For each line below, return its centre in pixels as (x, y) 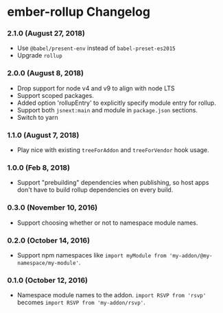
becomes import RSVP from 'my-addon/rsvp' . (81, 303)
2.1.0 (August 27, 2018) (46, 34)
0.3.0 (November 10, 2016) (52, 208)
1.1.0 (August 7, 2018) (43, 135)
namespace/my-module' (48, 263)
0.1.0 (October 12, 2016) (47, 280)
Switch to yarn (37, 117)
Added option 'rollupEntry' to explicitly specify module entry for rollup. (116, 103)
